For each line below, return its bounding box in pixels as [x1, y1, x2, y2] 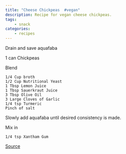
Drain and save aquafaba [5, 45, 58, 51]
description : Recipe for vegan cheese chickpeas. [5, 12, 112, 17]
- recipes [14, 31, 35, 36]
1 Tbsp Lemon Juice [5, 83, 47, 88]
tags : [5, 17, 17, 22]
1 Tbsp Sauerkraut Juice [5, 88, 58, 93]
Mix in [5, 125, 18, 130]
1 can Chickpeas [5, 55, 39, 61]
